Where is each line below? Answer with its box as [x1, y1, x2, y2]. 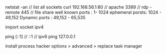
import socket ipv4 [5, 24, 44, 30]
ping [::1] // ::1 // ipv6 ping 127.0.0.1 [5, 34, 76, 39]
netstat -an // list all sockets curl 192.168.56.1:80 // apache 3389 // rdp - [5, 4, 152, 10]
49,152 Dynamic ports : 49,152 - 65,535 [5, 15, 86, 20]
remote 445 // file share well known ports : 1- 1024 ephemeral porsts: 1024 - [5, 9, 162, 15]
